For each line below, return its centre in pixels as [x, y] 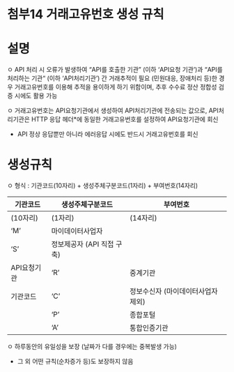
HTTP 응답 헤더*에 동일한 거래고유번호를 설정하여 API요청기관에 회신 [125, 119]
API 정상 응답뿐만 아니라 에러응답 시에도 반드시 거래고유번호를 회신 [108, 134]
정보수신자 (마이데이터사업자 [174, 292]
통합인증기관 [149, 328]
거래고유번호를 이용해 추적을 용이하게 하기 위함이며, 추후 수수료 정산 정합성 [116, 87]
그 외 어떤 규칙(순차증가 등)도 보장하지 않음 [75, 362]
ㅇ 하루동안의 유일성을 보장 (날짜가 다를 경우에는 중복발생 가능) [92, 347]
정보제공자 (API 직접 [83, 244]
